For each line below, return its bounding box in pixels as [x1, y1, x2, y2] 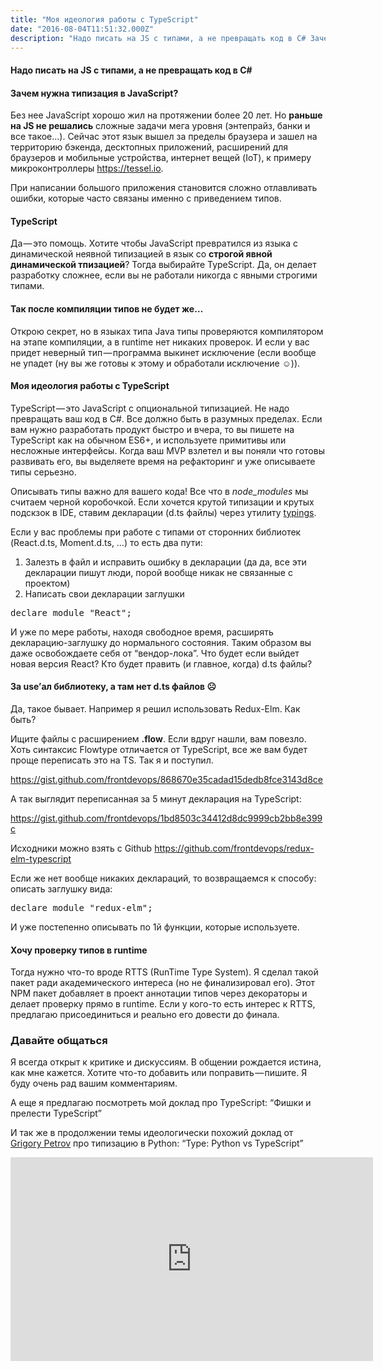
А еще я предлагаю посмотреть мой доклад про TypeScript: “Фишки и [10, 1097, 312, 1109]
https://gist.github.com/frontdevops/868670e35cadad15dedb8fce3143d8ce [10, 773, 323, 785]
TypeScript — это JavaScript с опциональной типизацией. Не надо [10, 402, 290, 414]
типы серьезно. [10, 466, 77, 478]
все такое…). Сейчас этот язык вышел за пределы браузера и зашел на [10, 131, 318, 143]
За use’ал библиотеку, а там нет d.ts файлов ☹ [10, 681, 217, 693]
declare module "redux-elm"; [10, 902, 153, 913]
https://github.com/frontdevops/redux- [154, 842, 315, 854]
